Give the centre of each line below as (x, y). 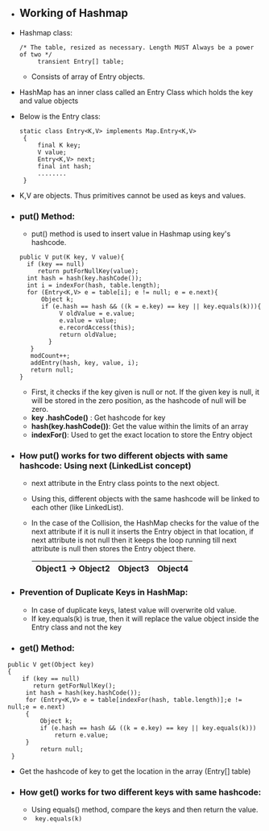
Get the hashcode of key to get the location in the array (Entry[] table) (135, 771)
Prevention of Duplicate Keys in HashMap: (103, 592)
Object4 (173, 569)
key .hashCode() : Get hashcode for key (98, 418)
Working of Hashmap (74, 13)
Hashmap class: (46, 32)
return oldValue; (88, 335)
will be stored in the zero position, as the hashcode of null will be (139, 401)
